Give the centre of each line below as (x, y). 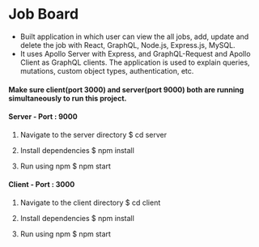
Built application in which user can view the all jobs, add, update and (134, 36)
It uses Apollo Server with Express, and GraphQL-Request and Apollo (135, 53)
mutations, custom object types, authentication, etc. (107, 70)
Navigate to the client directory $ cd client (90, 202)
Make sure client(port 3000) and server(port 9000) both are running (126, 89)
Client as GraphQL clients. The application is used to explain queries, (135, 62)
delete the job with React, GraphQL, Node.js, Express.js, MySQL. (128, 45)
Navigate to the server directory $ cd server (93, 134)
